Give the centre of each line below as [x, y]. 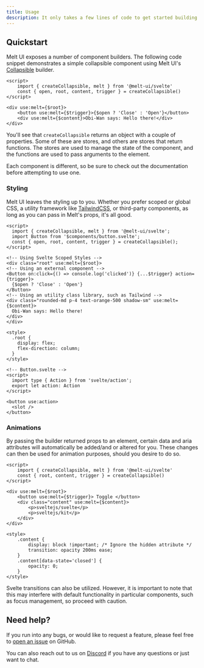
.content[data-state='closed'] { [60, 561]
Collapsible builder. [30, 70]
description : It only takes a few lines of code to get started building [102, 18]
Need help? [28, 620]
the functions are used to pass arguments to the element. [78, 154]
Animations [24, 427]
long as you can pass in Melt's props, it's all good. [69, 214]
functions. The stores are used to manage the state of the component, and [100, 148]
